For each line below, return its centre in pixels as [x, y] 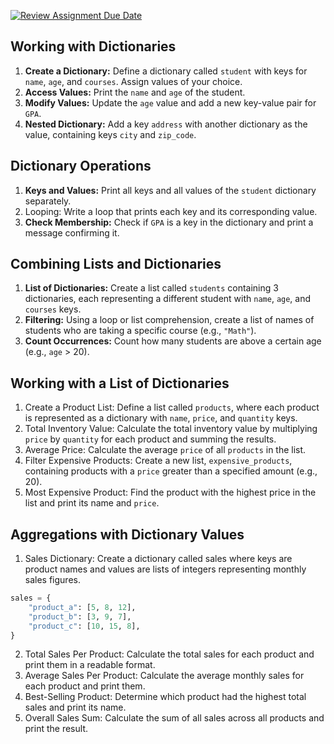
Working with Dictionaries [93, 46]
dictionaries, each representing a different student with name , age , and [168, 299]
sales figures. [52, 580]
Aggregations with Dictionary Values [127, 534]
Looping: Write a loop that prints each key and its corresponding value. [171, 211]
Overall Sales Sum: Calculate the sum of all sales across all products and [174, 718]
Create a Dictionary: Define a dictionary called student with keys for [166, 71]
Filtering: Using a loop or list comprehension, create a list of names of [169, 320]
